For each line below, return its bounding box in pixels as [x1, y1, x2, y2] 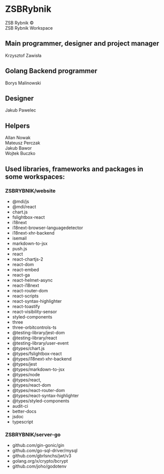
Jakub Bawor [5, 145, 32, 151]
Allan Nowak [5, 135, 31, 141]
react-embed [12, 267, 39, 273]
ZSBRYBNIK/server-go [5, 431, 61, 438]
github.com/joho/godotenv [12, 463, 67, 470]
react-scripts [12, 293, 39, 299]
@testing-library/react [12, 335, 58, 341]
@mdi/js [12, 198, 30, 204]
